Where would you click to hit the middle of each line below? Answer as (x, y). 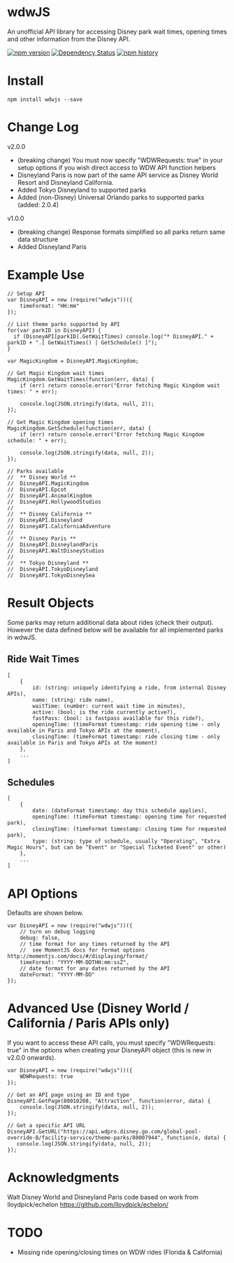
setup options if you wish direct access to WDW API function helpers (117, 167)
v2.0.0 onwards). (32, 1058)
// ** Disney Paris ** (42, 538)
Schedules (31, 782)
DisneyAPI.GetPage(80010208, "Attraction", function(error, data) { (109, 1101)
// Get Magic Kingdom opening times (60, 422)
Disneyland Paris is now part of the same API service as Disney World (118, 175)
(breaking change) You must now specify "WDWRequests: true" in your (120, 160)
